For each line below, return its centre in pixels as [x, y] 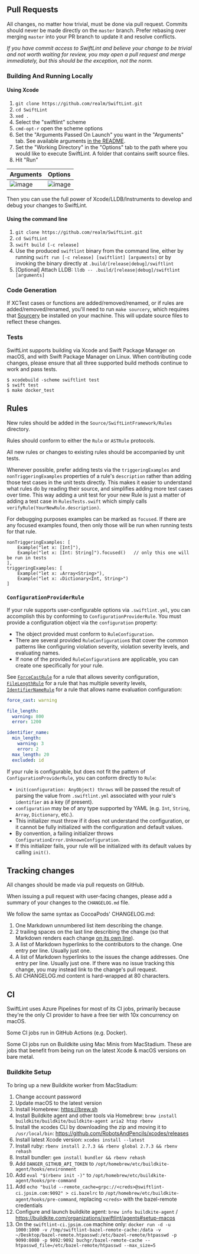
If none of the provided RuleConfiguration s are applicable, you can [97, 659]
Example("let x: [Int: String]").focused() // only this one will [103, 553]
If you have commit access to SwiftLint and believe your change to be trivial [99, 48]
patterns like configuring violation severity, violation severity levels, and [102, 646]
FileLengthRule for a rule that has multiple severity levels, [77, 683]
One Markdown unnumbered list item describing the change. [89, 926]
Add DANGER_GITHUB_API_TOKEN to [54, 1163]
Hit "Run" [27, 160]
